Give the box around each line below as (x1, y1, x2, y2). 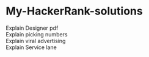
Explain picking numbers (5, 30, 68, 38)
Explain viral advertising (5, 37, 66, 44)
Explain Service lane (5, 44, 57, 51)
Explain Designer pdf (5, 24, 59, 32)
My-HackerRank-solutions (5, 4, 143, 18)
